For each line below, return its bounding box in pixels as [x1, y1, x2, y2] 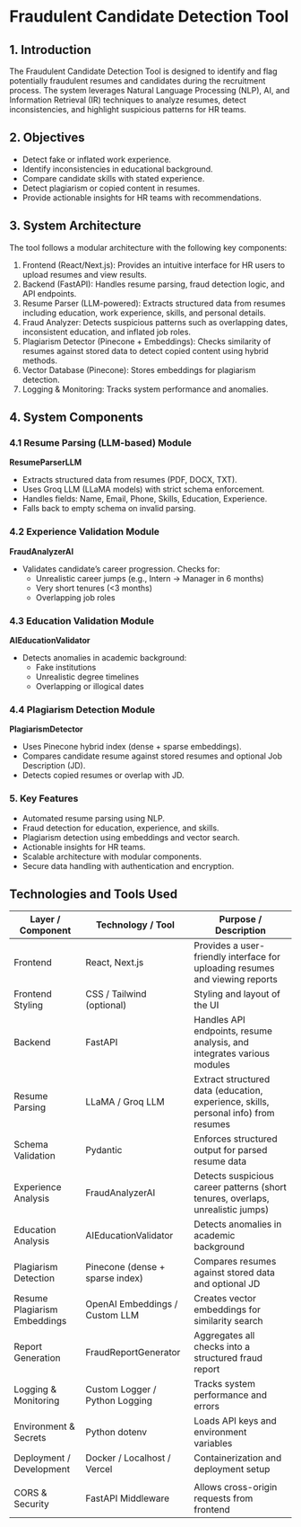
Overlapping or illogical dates [35, 680, 145, 691]
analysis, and [193, 1036, 249, 1049]
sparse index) [85, 1272, 143, 1284]
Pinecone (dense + [85, 1261, 166, 1274]
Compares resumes [193, 1256, 277, 1268]
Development [13, 1463, 70, 1476]
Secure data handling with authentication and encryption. [21, 860, 235, 871]
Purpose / [219, 913, 262, 926]
